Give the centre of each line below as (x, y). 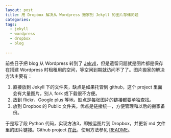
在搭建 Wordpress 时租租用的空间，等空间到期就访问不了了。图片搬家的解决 (85, 70)
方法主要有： (19, 76)
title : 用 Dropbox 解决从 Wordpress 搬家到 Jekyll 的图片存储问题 (72, 15)
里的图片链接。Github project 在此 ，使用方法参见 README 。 (69, 130)
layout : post (19, 10)
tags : (11, 24)
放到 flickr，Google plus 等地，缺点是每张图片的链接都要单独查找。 (83, 100)
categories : (18, 19)
